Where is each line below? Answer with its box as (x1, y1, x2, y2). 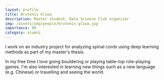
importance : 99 (5, 26, 37, 31)
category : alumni (5, 30, 41, 35)
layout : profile (5, 7, 39, 12)
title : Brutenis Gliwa (5, 12, 52, 17)
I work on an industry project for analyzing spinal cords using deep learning (5, 44, 159, 49)
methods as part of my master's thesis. (5, 49, 85, 55)
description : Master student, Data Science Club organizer (5, 16, 129, 21)
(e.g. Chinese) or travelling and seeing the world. (5, 69, 105, 75)
